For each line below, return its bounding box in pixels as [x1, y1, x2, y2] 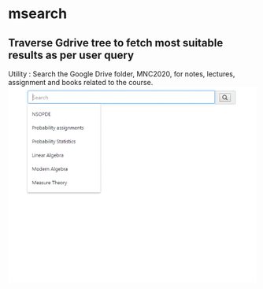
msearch [8, 5, 68, 23]
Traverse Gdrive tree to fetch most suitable [8, 36, 224, 50]
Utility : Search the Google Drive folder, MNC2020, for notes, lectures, [8, 69, 235, 79]
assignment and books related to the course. [8, 78, 154, 87]
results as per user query [8, 48, 135, 61]
